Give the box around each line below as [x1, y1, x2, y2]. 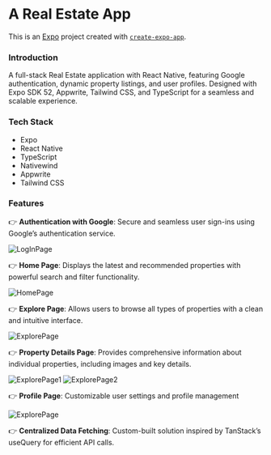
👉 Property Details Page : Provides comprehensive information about [8, 347, 242, 357]
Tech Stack [8, 117, 54, 128]
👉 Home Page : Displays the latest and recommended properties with [8, 260, 241, 270]
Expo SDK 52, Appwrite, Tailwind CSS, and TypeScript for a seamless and [8, 87, 255, 97]
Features [8, 198, 44, 209]
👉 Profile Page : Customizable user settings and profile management [8, 390, 239, 401]
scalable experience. [8, 96, 78, 106]
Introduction [8, 52, 58, 63]
